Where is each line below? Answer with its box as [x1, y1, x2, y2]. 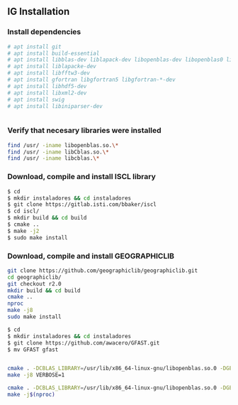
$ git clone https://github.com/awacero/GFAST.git [7, 339, 160, 347]
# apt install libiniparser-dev [7, 102, 103, 109]
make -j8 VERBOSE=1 [7, 372, 65, 379]
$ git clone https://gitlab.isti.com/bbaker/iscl [7, 201, 157, 208]
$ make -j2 [7, 227, 40, 234]
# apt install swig [7, 96, 65, 103]
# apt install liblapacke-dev [7, 63, 97, 70]
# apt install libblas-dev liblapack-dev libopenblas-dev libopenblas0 [7, 56, 223, 63]
